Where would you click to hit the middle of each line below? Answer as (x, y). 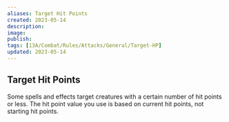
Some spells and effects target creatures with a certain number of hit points (114, 96)
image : (17, 33)
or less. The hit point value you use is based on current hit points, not (106, 103)
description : (26, 26)
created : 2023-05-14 (37, 20)
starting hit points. (33, 111)
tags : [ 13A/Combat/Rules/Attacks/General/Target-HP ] (84, 45)
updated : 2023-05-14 (37, 52)
